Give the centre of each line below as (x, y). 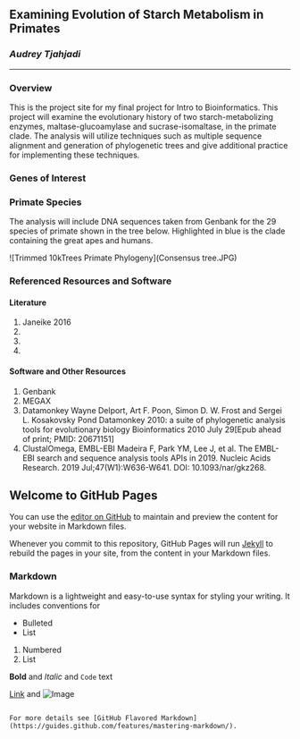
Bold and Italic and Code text (61, 676)
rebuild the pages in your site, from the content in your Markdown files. (140, 553)
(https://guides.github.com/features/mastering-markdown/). (124, 726)
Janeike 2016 (46, 322)
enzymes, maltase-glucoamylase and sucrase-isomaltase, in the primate (143, 126)
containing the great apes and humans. (81, 241)
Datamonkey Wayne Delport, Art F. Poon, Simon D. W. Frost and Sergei (152, 410)
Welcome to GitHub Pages (83, 495)
